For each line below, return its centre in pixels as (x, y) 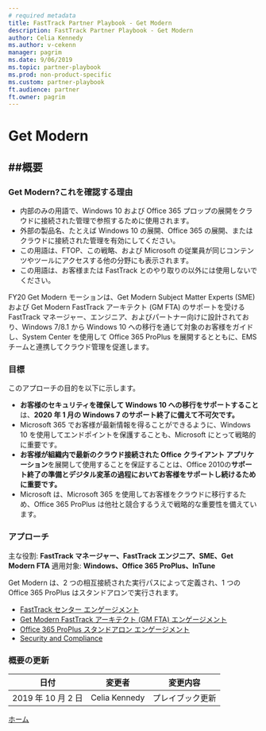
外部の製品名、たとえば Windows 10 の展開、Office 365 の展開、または (136, 230)
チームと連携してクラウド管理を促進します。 (81, 347)
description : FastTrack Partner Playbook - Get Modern (101, 30)
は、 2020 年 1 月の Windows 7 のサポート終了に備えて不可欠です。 (129, 415)
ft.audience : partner (44, 89)
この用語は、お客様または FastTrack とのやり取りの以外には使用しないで (139, 270)
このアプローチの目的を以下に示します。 (74, 388)
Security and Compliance (61, 638)
